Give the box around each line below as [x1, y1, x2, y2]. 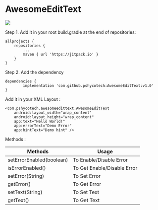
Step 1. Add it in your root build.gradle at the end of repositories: [5, 29, 136, 35]
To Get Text [72, 197, 100, 204]
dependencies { [5, 78, 37, 84]
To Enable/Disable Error [72, 156, 128, 163]
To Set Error [72, 172, 101, 179]
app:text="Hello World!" [14, 119, 65, 124]
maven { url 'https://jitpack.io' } [23, 52, 99, 57]
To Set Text [72, 189, 100, 196]
